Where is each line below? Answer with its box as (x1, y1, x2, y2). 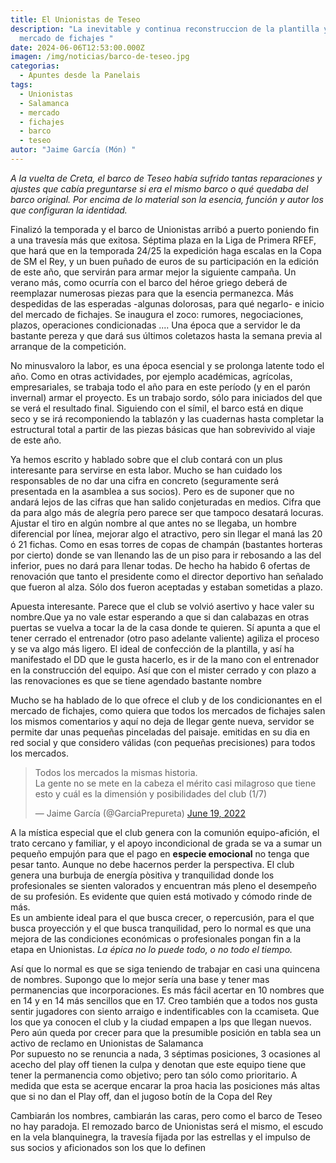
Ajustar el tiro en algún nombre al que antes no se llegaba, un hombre (10, 517, 298, 529)
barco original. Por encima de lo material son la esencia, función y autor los (10, 193, 324, 205)
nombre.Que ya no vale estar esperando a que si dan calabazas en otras (10, 611, 310, 623)
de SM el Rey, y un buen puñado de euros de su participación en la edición (10, 255, 319, 267)
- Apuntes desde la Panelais (19, 71, 141, 81)
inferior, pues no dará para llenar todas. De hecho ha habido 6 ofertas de (10, 559, 311, 571)
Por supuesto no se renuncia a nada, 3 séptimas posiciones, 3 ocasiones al (10, 1047, 321, 1060)
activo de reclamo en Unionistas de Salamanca (10, 1037, 204, 1049)
